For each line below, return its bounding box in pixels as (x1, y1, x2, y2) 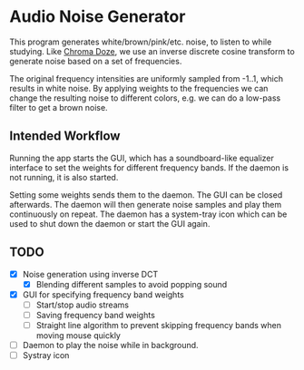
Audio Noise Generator (9, 6, 186, 27)
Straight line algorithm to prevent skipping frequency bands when (35, 319, 282, 330)
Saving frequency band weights (35, 309, 156, 320)
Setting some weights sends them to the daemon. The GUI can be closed (9, 189, 283, 200)
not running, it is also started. (9, 171, 119, 182)
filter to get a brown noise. (9, 102, 108, 112)
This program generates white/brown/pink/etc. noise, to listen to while (9, 36, 272, 47)
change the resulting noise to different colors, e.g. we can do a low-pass (9, 92, 281, 103)
